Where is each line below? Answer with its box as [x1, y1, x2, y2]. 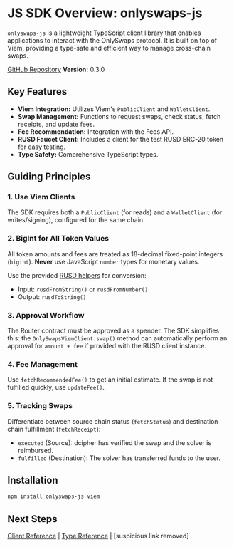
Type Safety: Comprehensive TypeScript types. [17, 150, 159, 158]
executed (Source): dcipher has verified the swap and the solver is [17, 438, 212, 447]
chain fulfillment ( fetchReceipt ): [7, 424, 101, 433]
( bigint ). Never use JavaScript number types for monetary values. [7, 257, 200, 266]
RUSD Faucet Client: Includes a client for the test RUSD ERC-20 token [17, 135, 224, 143]
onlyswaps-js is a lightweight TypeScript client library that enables [7, 28, 201, 37]
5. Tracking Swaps [7, 401, 73, 411]
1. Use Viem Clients [7, 192, 75, 202]
